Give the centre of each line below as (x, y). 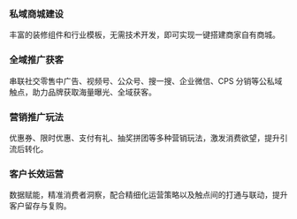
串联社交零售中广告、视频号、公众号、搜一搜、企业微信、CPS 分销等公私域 (146, 80)
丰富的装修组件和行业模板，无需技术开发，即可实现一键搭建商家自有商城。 (145, 35)
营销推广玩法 (37, 117)
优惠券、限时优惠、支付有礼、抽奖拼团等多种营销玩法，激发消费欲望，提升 (145, 138)
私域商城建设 (37, 13)
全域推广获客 (37, 60)
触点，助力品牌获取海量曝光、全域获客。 (83, 92)
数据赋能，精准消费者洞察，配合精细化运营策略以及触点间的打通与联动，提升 (148, 195)
